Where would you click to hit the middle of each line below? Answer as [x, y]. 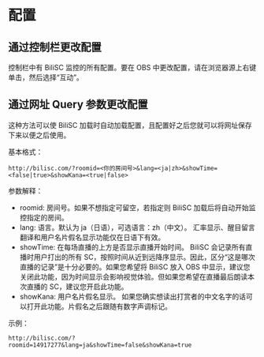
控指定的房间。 [44, 217]
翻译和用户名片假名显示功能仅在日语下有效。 [92, 237]
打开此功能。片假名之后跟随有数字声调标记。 [99, 306]
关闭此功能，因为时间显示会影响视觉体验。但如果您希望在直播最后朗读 [134, 276]
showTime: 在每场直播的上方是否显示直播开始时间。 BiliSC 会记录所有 [132, 247]
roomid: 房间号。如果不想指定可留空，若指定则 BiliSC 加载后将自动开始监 [138, 207]
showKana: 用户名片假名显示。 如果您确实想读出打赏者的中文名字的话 [133, 296]
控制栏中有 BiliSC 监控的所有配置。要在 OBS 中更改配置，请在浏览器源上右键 [132, 68]
